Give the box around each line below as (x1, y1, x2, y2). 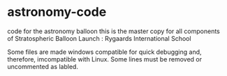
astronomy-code (7, 4, 107, 20)
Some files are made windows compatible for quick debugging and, (7, 48, 202, 56)
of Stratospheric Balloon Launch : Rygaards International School (7, 34, 191, 42)
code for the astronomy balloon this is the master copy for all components (7, 27, 220, 35)
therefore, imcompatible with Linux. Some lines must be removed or (7, 55, 203, 63)
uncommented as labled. (7, 62, 79, 70)
